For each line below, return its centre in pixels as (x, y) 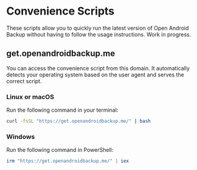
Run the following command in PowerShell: (60, 150)
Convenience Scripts (60, 11)
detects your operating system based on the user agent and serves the (95, 75)
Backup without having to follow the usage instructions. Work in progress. (99, 34)
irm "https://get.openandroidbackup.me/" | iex (68, 161)
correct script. (24, 81)
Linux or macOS (30, 97)
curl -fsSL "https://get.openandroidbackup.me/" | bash (78, 121)
